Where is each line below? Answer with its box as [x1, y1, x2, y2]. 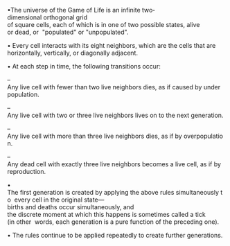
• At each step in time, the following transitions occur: [7, 62, 161, 70]
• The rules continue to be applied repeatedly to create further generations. [7, 231, 223, 239]
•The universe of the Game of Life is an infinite [7, 6, 141, 14]
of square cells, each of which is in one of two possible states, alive [7, 21, 200, 28]
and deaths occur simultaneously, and [25, 203, 134, 211]
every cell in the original [14, 195, 83, 204]
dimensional [7, 13, 42, 21]
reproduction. [7, 168, 46, 175]
